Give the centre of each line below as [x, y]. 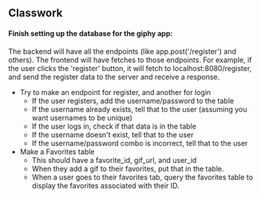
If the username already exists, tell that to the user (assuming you [139, 109]
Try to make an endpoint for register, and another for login [115, 92]
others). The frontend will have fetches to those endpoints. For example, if [130, 60]
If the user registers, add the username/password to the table [132, 101]
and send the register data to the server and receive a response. [114, 77]
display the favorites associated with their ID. [105, 185]
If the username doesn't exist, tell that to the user [113, 134]
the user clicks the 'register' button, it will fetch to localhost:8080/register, [130, 68]
